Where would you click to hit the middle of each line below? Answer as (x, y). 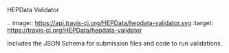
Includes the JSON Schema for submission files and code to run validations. (115, 43)
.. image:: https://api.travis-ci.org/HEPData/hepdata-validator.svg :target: (110, 23)
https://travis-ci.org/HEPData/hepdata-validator (75, 30)
